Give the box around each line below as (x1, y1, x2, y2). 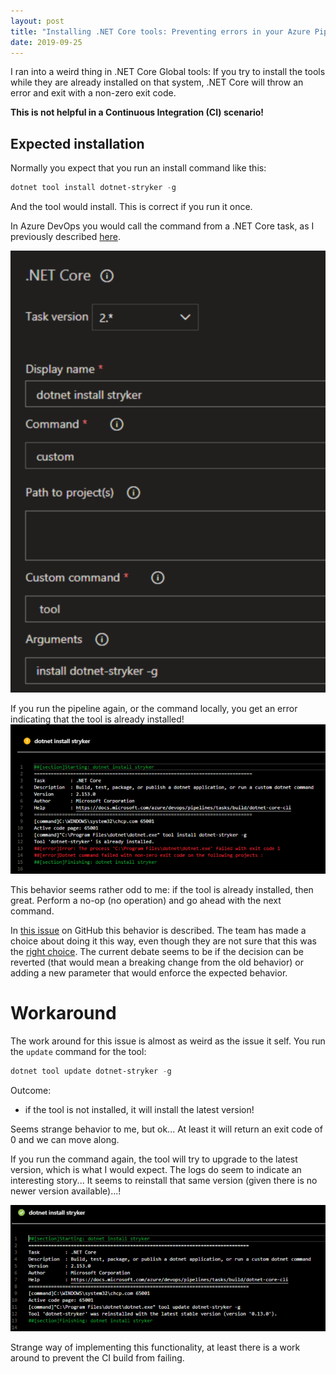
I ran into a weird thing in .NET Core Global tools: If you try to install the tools (10, 66, 326, 78)
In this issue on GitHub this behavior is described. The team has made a (10, 924, 307, 936)
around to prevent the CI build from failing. (10, 1352, 185, 1364)
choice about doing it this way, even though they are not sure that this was (10, 935, 318, 947)
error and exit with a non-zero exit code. (10, 87, 177, 99)
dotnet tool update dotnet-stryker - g (10, 1066, 172, 1076)
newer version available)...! (10, 1185, 122, 1197)
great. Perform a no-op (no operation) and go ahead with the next (10, 894, 282, 906)
